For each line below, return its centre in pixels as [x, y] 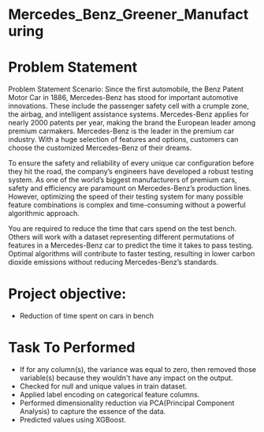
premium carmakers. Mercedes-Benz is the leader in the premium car [121, 131]
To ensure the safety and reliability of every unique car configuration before [131, 163]
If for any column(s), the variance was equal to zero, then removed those [138, 369]
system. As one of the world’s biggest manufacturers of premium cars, [123, 180]
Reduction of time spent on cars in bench [87, 316]
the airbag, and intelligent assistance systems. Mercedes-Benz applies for [129, 114]
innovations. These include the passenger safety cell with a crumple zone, [129, 106]
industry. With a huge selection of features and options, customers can [123, 140]
